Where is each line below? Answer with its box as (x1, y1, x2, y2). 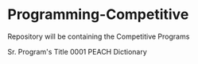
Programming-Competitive (7, 6, 189, 24)
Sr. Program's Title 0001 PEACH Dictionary (7, 47, 148, 56)
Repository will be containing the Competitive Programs (7, 32, 190, 41)
